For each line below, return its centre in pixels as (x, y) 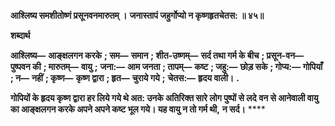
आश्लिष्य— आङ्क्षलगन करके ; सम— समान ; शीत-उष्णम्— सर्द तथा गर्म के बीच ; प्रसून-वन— (157, 55)
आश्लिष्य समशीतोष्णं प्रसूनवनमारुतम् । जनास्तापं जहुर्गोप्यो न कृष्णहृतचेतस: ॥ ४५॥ (137, 15)
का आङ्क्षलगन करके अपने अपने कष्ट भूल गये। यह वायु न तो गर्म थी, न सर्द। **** (138, 109)
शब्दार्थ (20, 35)
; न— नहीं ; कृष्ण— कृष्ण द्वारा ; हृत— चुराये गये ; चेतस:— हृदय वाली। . (125, 78)
